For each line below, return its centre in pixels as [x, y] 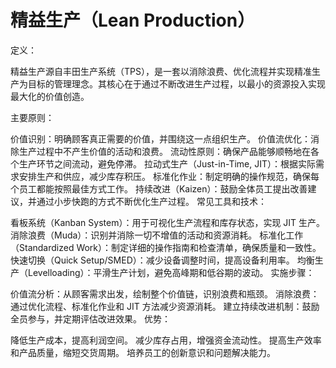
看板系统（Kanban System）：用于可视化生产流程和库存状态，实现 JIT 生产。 [168, 222]
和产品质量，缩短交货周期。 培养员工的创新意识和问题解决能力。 [143, 352]
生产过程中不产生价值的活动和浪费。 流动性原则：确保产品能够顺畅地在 [164, 151]
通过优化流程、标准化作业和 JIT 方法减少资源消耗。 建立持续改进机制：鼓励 [165, 306]
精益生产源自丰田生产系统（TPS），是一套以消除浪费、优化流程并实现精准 [161, 71]
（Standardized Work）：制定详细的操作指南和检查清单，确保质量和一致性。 [166, 247]
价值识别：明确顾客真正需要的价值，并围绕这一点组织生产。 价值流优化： [160, 138]
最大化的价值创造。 [50, 96]
